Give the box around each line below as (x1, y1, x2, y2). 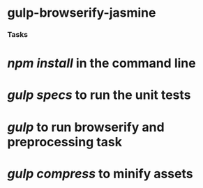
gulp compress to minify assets (7, 166, 193, 182)
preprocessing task (7, 134, 123, 150)
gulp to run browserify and (7, 119, 165, 135)
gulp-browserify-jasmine (7, 5, 156, 21)
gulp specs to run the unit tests (7, 87, 191, 103)
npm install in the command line (7, 56, 197, 71)
